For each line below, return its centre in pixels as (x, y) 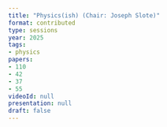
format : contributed (42, 23)
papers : (21, 60)
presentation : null (40, 103)
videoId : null (32, 96)
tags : (17, 45)
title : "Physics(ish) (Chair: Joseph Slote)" (84, 15)
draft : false (30, 111)
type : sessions (33, 30)
